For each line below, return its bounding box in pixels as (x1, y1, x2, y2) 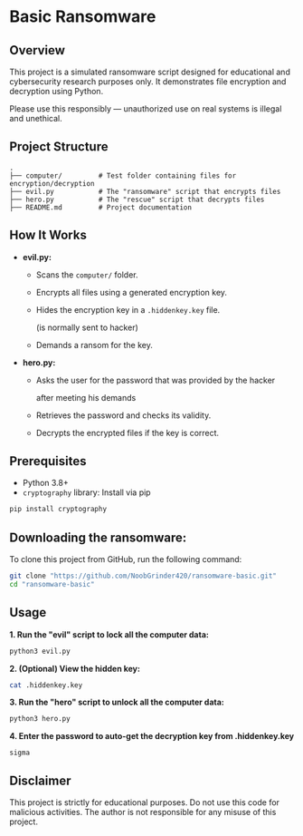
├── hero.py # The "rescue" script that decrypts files (9, 195, 265, 204)
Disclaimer (9, 773, 71, 788)
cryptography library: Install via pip (22, 487, 151, 498)
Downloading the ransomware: (9, 530, 187, 545)
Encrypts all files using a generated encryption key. (35, 287, 228, 297)
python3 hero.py (9, 714, 71, 724)
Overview (9, 43, 66, 58)
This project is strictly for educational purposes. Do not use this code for (9, 797, 280, 808)
